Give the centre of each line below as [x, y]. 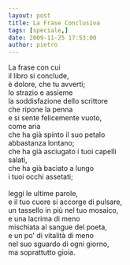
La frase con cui [34, 67]
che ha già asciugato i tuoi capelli [62, 152]
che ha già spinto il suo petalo [57, 134]
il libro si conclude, [39, 76]
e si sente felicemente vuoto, [55, 118]
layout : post [30, 15]
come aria [24, 127]
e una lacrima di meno [44, 219]
